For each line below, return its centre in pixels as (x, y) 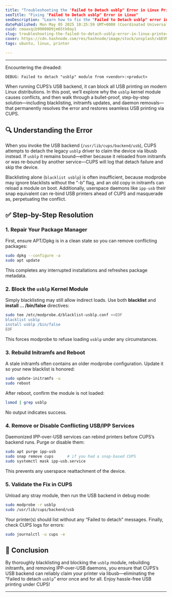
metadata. (16, 276)
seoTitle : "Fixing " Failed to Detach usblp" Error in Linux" (72, 15)
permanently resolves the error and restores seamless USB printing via (89, 108)
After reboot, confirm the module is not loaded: (55, 393)
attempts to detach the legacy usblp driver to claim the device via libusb (81, 151)
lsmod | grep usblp (26, 402)
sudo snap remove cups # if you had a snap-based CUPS (71, 456)
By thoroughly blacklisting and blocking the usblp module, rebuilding (78, 563)
